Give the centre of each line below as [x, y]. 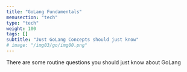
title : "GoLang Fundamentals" [44, 12]
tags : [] [17, 34]
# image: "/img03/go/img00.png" [47, 46]
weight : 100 [21, 28]
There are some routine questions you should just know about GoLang [93, 62]
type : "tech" [23, 23]
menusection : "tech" [32, 17]
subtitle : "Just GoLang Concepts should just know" [72, 40]
